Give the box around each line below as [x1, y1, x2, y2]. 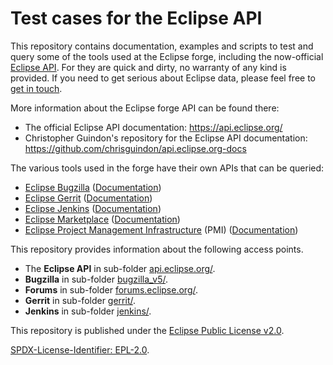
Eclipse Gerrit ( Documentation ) [24, 192, 153, 204]
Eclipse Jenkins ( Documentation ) [24, 202, 162, 214]
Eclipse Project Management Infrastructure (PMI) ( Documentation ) [24, 223, 299, 236]
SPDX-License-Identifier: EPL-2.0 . [10, 343, 150, 356]
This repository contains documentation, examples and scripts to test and [10, 40, 314, 52]
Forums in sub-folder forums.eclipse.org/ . [24, 283, 199, 296]
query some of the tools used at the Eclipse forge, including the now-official [10, 50, 324, 62]
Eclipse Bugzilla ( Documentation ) [24, 181, 162, 193]
